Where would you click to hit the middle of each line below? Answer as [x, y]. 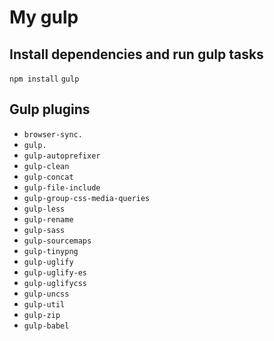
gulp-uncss [46, 294]
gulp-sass [44, 230]
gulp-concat [48, 177]
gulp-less [44, 209]
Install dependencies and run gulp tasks [136, 54]
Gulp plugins [50, 109]
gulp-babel [46, 326]
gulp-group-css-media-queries [87, 198]
